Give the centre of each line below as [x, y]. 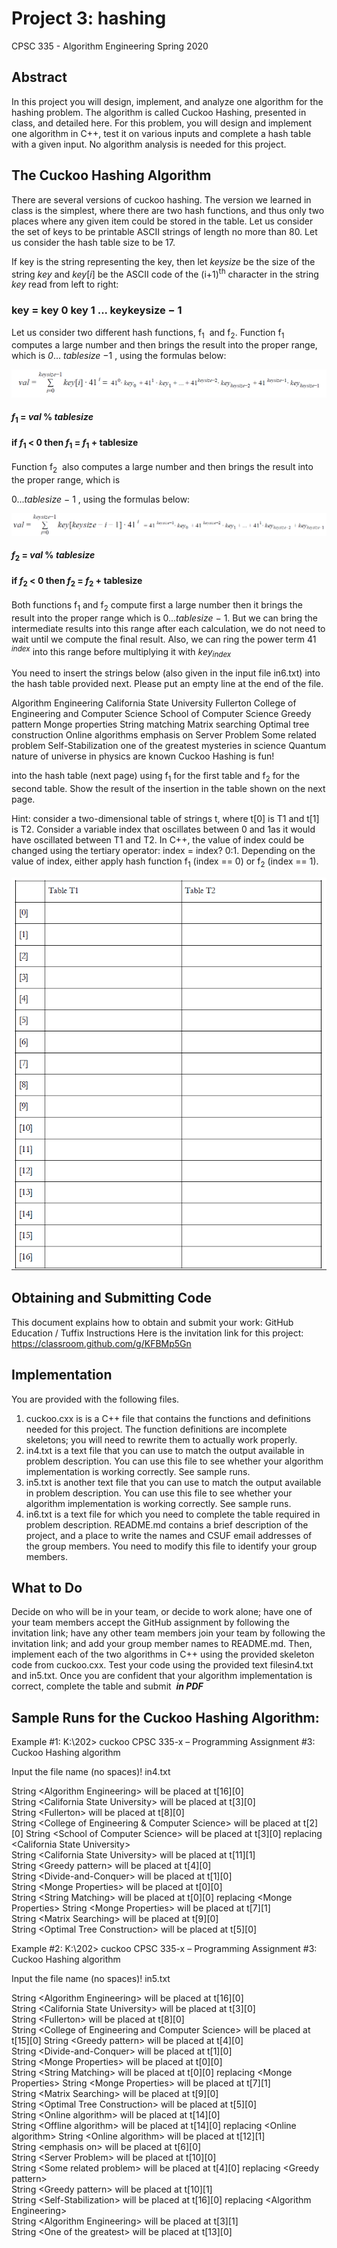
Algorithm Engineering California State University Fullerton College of [154, 703]
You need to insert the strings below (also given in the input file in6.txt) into [166, 673]
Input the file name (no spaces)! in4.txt [91, 1772]
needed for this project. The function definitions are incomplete [156, 1429]
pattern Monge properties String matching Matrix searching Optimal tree [160, 724]
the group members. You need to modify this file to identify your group [171, 1546]
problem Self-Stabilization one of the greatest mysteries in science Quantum [169, 746]
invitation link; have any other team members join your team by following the [168, 1633]
